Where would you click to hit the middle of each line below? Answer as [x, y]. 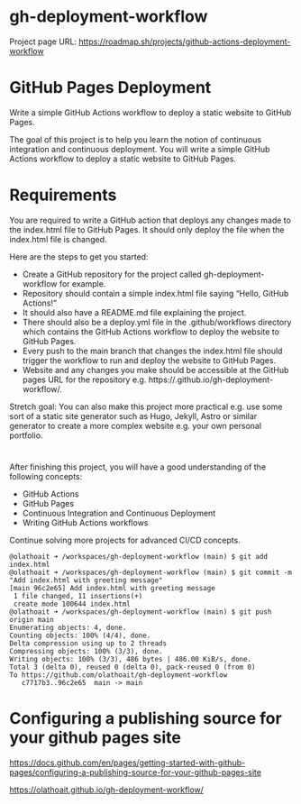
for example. [82, 283]
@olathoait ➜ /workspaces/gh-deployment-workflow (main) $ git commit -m [151, 572]
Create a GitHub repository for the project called [112, 274]
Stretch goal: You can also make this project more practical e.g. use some [146, 407]
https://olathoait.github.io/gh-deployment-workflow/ [107, 790]
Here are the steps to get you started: [79, 256]
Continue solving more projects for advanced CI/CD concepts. [125, 540]
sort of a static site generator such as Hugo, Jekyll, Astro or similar [133, 416]
